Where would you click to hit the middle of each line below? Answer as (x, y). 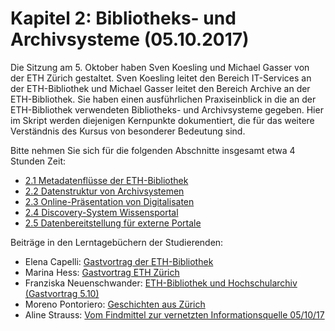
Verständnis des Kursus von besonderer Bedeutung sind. (128, 131)
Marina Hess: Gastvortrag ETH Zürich (102, 272)
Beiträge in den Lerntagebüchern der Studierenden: (117, 242)
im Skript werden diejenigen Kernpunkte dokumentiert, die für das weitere (162, 120)
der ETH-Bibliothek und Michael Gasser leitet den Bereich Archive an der (160, 88)
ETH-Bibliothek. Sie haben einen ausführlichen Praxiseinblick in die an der (163, 99)
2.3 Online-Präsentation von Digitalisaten (109, 201)
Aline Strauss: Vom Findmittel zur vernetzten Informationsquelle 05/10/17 (174, 314)
